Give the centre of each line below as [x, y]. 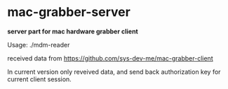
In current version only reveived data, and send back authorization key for [114, 72]
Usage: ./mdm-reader [39, 44]
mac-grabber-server [69, 12]
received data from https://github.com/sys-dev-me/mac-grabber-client [110, 58]
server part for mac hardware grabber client [73, 31]
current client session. [39, 79]
